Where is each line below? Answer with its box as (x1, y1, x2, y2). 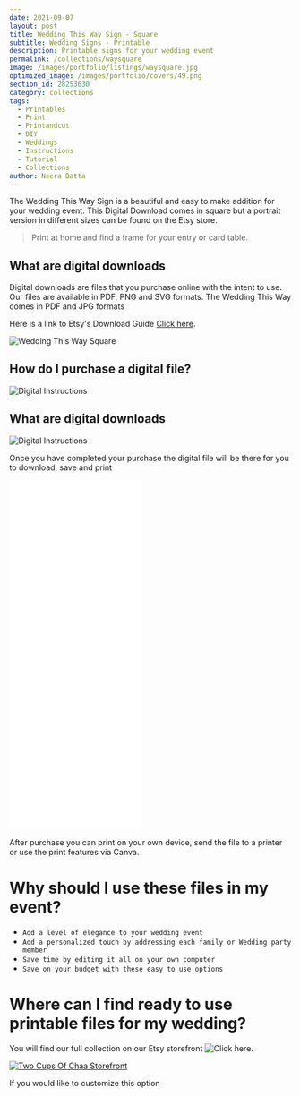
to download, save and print (9, 462, 113, 473)
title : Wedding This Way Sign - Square (9, 30, 159, 39)
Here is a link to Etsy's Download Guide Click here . (9, 319, 196, 330)
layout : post (9, 21, 58, 30)
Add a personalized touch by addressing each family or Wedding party (21, 938, 292, 947)
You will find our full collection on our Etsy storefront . (9, 1042, 253, 1053)
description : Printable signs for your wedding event (9, 47, 215, 56)
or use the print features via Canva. (9, 846, 140, 857)
